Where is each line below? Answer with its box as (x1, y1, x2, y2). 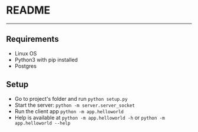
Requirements (6, 34, 59, 44)
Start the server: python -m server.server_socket (14, 101, 136, 108)
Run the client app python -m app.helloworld (14, 107, 124, 115)
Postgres (14, 62, 37, 70)
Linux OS (14, 49, 37, 57)
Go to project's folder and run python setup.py (14, 95, 128, 102)
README (6, 4, 51, 17)
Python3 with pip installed (14, 56, 78, 63)
